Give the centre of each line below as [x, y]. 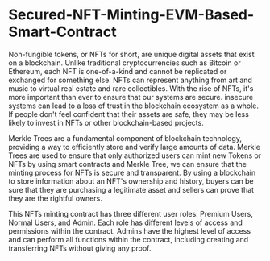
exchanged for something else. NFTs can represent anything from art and [130, 80]
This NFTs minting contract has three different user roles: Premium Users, [131, 213]
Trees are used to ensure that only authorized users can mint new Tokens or [135, 155]
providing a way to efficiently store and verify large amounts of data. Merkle [134, 147]
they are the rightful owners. [55, 198]
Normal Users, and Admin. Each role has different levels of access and [126, 222]
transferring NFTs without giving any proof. [80, 248]
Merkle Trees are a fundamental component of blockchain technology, [125, 138]
